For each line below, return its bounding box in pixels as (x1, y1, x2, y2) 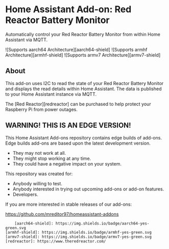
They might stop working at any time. (12, 155, 91, 161)
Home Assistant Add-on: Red (5, 4, 132, 15)
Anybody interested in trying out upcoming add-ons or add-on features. (12, 186, 164, 192)
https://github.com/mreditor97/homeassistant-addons (5, 211, 119, 217)
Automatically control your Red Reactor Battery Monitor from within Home (5, 31, 161, 37)
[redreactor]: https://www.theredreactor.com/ (5, 238, 106, 244)
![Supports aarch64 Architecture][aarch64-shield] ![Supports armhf (5, 46, 148, 52)
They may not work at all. (12, 150, 66, 156)
